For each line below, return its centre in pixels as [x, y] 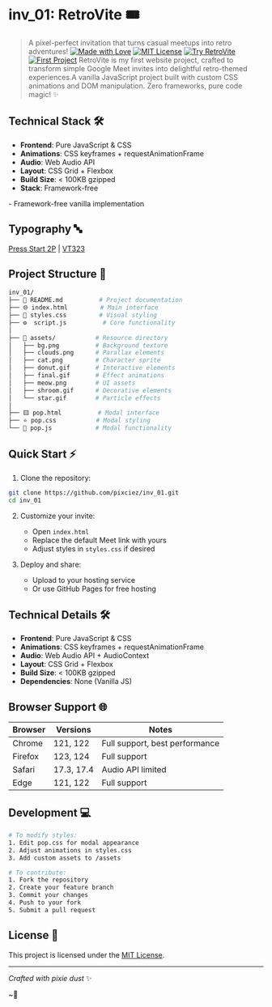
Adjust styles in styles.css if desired [93, 548]
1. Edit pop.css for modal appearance [74, 843]
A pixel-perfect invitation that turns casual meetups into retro [130, 42]
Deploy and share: [51, 564]
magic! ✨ [43, 94]
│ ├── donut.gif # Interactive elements [92, 368]
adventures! [48, 51]
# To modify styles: [43, 835]
